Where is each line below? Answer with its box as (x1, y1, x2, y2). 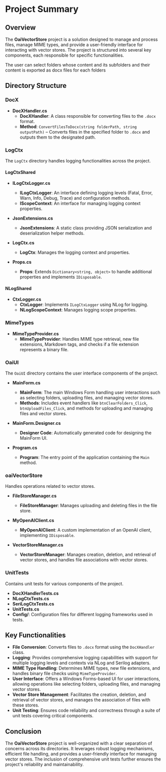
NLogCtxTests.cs (12, 595, 50, 602)
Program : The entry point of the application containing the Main (19, 454, 150, 460)
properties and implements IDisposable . (19, 274, 102, 280)
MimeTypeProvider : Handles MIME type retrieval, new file (19, 336, 139, 342)
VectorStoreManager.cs (12, 542, 64, 548)
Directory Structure (5, 81, 67, 90)
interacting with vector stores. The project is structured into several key (5, 47, 152, 53)
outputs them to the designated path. (19, 134, 96, 140)
